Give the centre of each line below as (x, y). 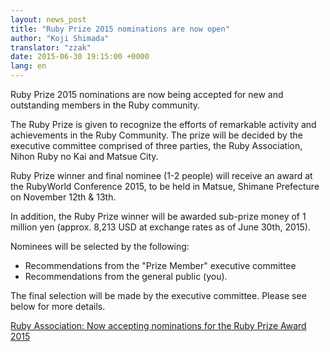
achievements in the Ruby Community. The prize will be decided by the (156, 135)
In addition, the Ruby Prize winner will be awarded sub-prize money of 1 (158, 216)
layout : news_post (48, 19)
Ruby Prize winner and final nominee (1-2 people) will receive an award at (161, 175)
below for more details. (58, 306)
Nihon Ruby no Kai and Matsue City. (84, 156)
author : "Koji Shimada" (60, 38)
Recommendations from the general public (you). (126, 276)
